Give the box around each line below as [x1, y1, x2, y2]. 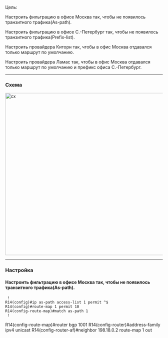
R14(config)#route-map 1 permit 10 [5, 304, 79, 309]
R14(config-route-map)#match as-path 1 [5, 308, 88, 314]
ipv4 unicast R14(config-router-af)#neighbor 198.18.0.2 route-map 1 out [5, 327, 152, 333]
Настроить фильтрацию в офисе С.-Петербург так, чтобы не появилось [5, 29, 158, 34]
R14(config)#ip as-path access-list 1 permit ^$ [5, 300, 108, 305]
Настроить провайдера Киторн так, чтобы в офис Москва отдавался [5, 44, 152, 49]
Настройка [5, 267, 33, 274]
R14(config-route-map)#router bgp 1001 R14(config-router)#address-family [5, 322, 161, 328]
